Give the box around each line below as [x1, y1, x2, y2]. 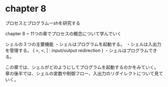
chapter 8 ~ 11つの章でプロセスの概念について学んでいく [5, 30, 122, 36]
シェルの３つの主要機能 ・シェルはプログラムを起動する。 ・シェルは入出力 [5, 41, 161, 47]
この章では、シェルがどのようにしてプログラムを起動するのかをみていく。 [5, 64, 159, 70]
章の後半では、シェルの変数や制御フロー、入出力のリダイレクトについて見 [5, 70, 159, 76]
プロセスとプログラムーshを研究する [5, 20, 81, 26]
